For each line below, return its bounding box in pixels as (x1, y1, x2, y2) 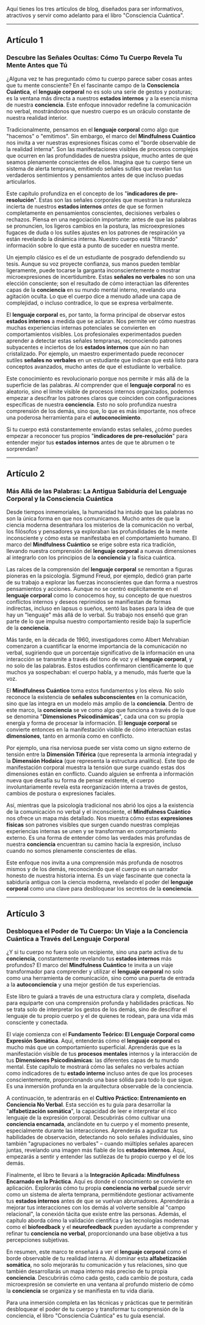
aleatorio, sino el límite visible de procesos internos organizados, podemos (6, 388, 195, 395)
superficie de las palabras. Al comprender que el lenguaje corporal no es (6, 381, 191, 388)
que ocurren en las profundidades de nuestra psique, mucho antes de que (6, 152, 193, 159)
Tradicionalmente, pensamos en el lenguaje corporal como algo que (6, 125, 179, 133)
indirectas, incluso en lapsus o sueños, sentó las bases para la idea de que (6, 605, 195, 612)
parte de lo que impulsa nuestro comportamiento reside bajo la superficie (6, 618, 191, 625)
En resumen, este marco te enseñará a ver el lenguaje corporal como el (6, 1248, 187, 1256)
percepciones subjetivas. (6, 1236, 70, 1244)
